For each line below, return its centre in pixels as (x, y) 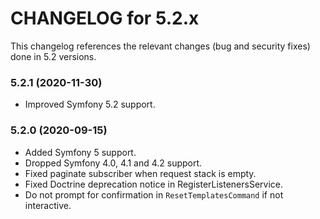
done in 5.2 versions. (53, 56)
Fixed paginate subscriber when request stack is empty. (140, 173)
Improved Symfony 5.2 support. (90, 104)
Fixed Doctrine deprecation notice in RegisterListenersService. (154, 184)
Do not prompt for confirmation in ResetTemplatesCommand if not (154, 194)
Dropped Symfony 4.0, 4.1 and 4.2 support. (113, 163)
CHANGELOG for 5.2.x (105, 18)
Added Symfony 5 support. (80, 152)
